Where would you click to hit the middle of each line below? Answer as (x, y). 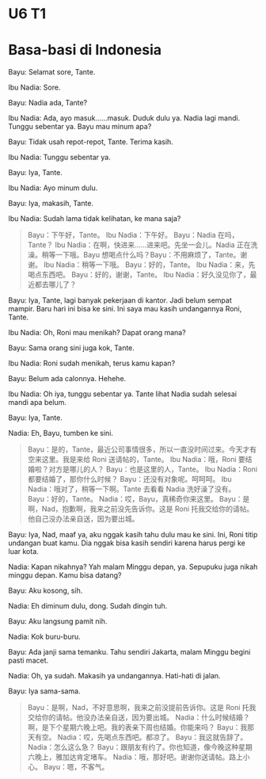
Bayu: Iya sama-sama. (44, 691)
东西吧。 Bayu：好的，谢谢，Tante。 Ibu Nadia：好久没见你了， (146, 275)
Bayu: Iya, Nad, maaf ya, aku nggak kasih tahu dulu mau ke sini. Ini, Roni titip (133, 535)
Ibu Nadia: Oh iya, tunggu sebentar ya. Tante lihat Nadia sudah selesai (123, 394)
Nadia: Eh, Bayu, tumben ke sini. (61, 433)
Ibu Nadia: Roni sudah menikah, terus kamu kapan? (92, 363)
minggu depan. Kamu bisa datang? (65, 575)
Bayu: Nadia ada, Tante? (48, 103)
